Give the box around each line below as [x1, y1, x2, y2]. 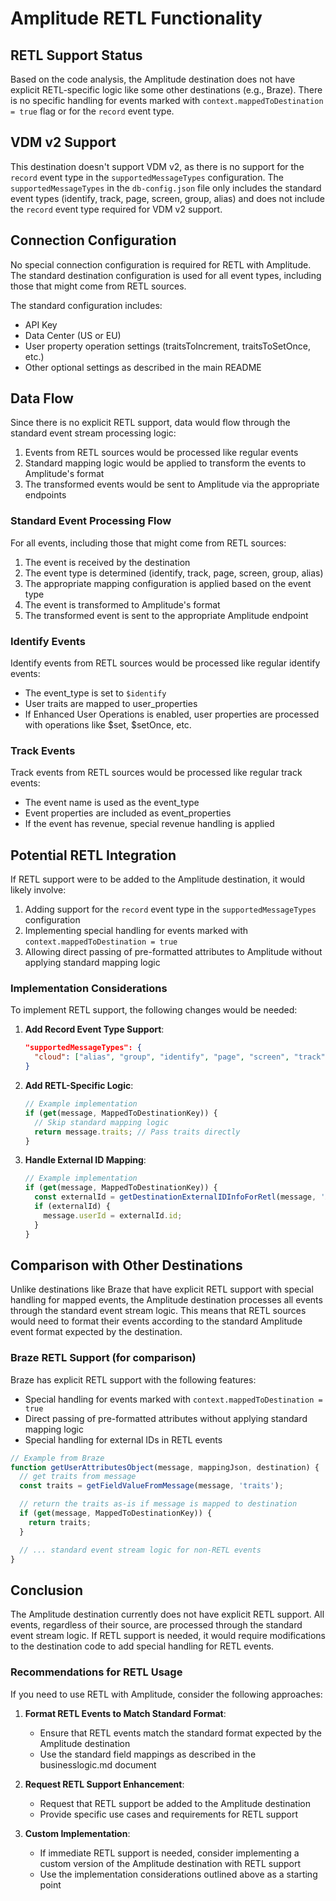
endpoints [24, 489, 67, 501]
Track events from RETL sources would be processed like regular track [10, 767, 303, 779]
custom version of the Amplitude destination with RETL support [39, 1857, 302, 1869]
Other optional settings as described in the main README [24, 361, 262, 373]
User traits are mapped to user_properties [24, 698, 198, 710]
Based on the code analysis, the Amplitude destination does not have [10, 73, 296, 85]
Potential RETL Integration [10, 847, 177, 864]
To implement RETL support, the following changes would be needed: [10, 1004, 298, 1016]
